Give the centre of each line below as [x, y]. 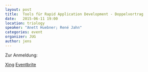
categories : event [24, 32]
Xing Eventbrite [21, 64]
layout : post [18, 9]
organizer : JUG [21, 37]
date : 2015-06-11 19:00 [31, 18]
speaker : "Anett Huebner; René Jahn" [44, 28]
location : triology [25, 23]
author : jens [18, 41]
